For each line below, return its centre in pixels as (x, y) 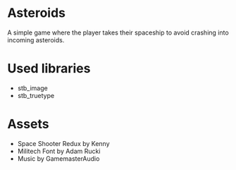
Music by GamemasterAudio (58, 158)
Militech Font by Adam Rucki (59, 151)
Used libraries (49, 69)
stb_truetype (36, 95)
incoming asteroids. (36, 40)
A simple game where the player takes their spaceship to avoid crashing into (118, 32)
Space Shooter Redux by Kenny (64, 143)
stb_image (32, 88)
